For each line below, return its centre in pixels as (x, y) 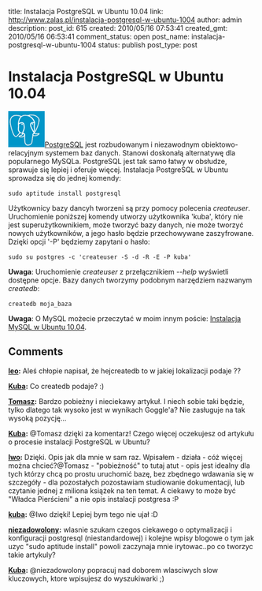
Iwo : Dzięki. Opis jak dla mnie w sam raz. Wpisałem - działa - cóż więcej (125, 457)
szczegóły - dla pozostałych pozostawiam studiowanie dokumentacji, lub (127, 482)
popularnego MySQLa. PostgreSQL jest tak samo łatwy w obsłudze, (118, 161)
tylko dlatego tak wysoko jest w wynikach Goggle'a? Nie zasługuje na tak (127, 410)
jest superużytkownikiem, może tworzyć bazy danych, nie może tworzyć (126, 225)
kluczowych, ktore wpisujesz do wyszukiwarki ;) (87, 578)
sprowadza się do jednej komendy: (65, 178)
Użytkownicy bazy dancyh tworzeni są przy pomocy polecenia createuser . (129, 208)
